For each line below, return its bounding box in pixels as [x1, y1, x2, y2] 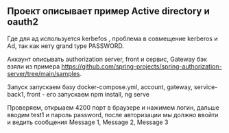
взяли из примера [7, 62, 60, 71]
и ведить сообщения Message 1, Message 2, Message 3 [7, 118, 169, 126]
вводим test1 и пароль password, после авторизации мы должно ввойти [7, 110, 219, 119]
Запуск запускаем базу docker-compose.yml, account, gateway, [7, 82, 193, 91]
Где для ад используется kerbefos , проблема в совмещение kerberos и [7, 34, 218, 43]
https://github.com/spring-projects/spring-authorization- [61, 62, 222, 71]
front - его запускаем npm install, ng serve [26, 90, 149, 98]
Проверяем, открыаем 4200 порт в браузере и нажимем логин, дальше [7, 103, 219, 112]
